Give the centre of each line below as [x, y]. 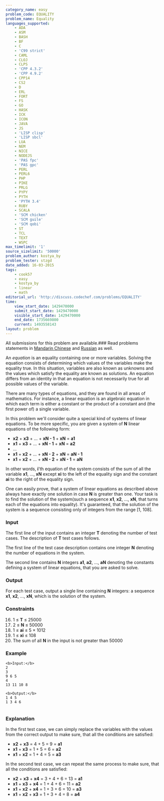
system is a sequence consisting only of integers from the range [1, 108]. [79, 509]
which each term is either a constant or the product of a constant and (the [81, 403]
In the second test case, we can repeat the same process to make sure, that [82, 764]
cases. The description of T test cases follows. [53, 538]
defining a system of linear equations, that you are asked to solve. [72, 568]
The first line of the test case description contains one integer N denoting [80, 548]
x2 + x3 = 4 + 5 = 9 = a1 [37, 744]
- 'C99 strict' [30, 51]
